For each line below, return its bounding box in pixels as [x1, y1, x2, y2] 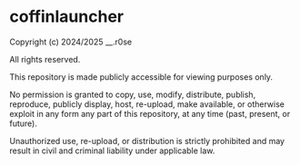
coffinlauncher [9, 6, 125, 27]
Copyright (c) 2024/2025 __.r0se [9, 36, 133, 47]
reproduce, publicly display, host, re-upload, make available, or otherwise [9, 98, 285, 110]
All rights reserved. [9, 53, 81, 64]
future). [9, 118, 38, 129]
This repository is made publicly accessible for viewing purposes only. [9, 71, 274, 82]
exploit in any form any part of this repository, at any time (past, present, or [9, 108, 291, 119]
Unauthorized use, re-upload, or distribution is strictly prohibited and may [9, 135, 285, 146]
